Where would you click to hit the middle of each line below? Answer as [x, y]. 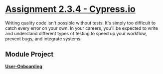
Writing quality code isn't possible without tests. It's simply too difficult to [81, 23]
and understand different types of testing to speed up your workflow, [76, 33]
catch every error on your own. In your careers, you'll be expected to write [82, 28]
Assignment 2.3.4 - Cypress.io [70, 9]
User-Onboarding [24, 66]
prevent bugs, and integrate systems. [43, 39]
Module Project [29, 54]
